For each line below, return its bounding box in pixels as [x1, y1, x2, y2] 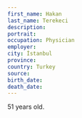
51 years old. [7, 102, 45, 111]
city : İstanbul [7, 50, 53, 58]
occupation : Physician [7, 37, 75, 44]
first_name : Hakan [7, 10, 62, 18]
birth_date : [7, 76, 43, 84]
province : [7, 57, 37, 64]
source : [7, 70, 31, 77]
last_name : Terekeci [7, 17, 69, 24]
